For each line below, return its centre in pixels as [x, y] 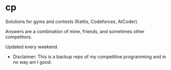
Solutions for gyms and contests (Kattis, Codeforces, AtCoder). [72, 21]
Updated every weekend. [32, 46]
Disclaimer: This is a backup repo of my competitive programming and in [89, 56]
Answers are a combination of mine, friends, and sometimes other [75, 31]
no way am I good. [32, 62]
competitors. [19, 37]
